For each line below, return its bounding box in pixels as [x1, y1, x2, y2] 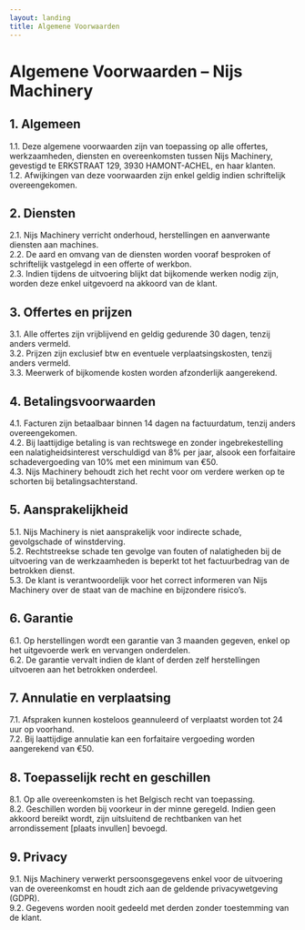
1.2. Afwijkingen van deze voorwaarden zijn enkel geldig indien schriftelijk [9, 169, 287, 180]
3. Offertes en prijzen [9, 304, 133, 319]
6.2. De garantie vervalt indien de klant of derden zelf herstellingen [9, 654, 260, 665]
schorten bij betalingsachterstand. [9, 475, 138, 487]
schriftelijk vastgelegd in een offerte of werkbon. [9, 258, 192, 269]
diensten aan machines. [9, 239, 99, 250]
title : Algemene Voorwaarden [9, 22, 120, 31]
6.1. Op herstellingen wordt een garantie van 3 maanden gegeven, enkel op [9, 634, 290, 646]
